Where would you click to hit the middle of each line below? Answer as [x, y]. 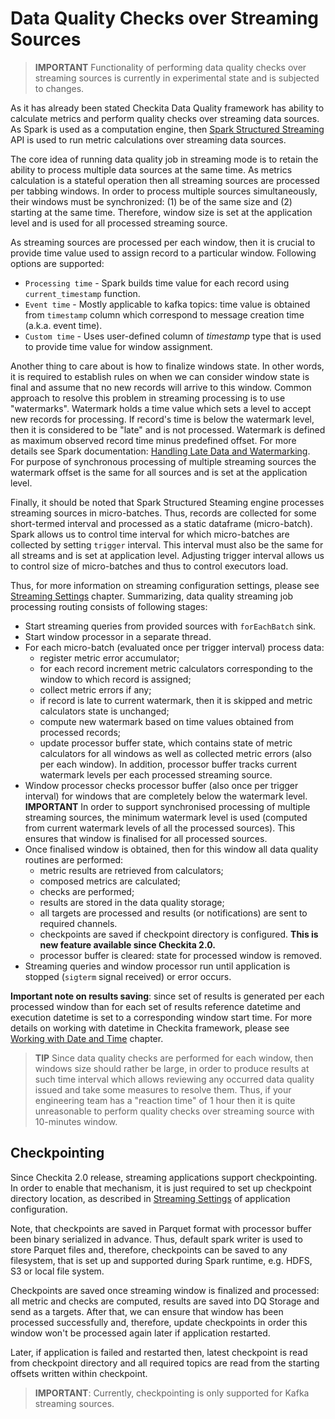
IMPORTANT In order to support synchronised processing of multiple [167, 806]
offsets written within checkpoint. [79, 1373]
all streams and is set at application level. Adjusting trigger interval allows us [167, 555]
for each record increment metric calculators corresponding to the [176, 668]
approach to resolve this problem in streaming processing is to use [148, 398]
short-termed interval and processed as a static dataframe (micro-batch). [161, 523]
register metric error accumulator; [109, 658]
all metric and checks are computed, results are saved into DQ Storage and [165, 1301]
